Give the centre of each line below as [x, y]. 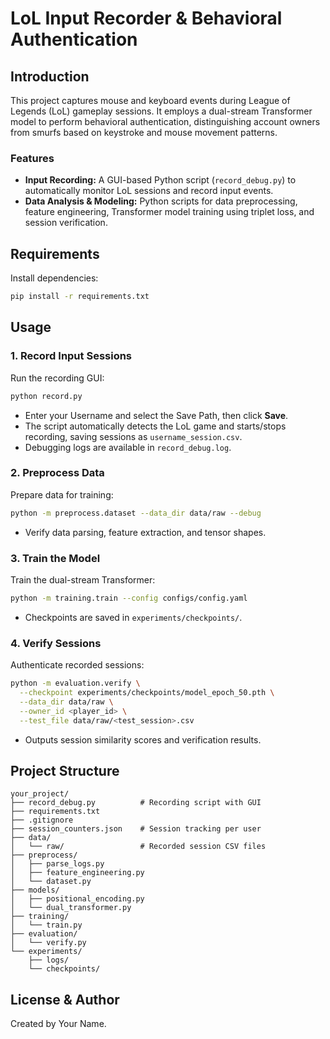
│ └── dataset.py [51, 882]
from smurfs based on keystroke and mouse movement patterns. [144, 132]
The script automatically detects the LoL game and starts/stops [155, 426]
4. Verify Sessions [56, 643]
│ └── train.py [46, 925]
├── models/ [35, 890]
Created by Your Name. [58, 1024]
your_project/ [40, 794]
